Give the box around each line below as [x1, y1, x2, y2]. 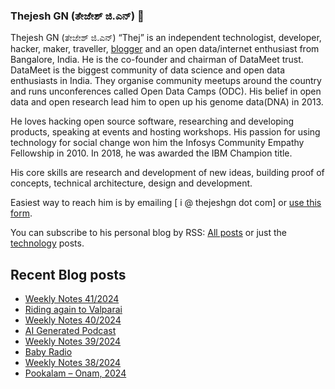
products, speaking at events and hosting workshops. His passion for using [10, 126, 321, 138]
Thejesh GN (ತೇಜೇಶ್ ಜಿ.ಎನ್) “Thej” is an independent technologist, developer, [10, 32, 322, 44]
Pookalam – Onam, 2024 [24, 367, 127, 379]
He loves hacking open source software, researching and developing [10, 115, 295, 128]
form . [10, 207, 33, 219]
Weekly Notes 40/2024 [24, 314, 122, 326]
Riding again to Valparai [24, 304, 123, 316]
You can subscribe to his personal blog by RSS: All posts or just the [10, 227, 288, 239]
